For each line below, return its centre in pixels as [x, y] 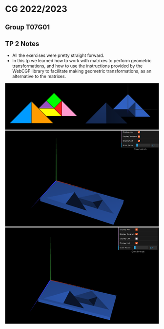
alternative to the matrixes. [39, 76]
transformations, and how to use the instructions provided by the [77, 66]
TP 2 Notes [22, 43]
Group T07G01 [28, 27]
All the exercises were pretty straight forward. [58, 55]
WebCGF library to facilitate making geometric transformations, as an [82, 71]
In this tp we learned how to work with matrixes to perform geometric [82, 61]
